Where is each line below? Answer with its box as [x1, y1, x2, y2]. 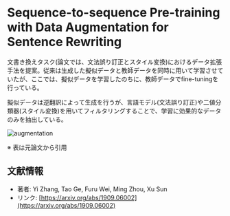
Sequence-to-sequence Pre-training [7, 5, 220, 21]
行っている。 [7, 83, 43, 91]
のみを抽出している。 [7, 115, 67, 123]
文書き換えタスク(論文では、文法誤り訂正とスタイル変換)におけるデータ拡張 [7, 57, 222, 66]
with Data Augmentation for [7, 19, 170, 35]
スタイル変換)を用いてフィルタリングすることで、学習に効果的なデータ [21, 107, 222, 115]
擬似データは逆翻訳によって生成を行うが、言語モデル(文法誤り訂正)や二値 [7, 98, 216, 106]
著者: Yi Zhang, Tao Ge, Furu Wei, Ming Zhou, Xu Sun [16, 184, 168, 193]
